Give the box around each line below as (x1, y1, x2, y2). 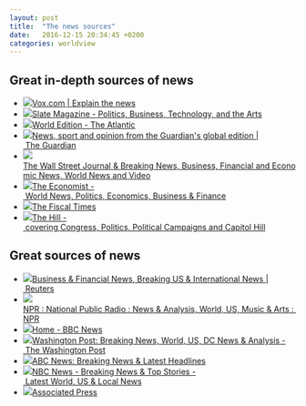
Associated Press (31, 386, 97, 397)
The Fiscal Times (31, 201, 97, 212)
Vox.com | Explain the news (31, 97, 137, 109)
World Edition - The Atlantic (31, 119, 136, 130)
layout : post (9, 13, 59, 23)
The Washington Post (25, 344, 107, 355)
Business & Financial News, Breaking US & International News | (31, 273, 269, 284)
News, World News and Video (38, 170, 151, 181)
